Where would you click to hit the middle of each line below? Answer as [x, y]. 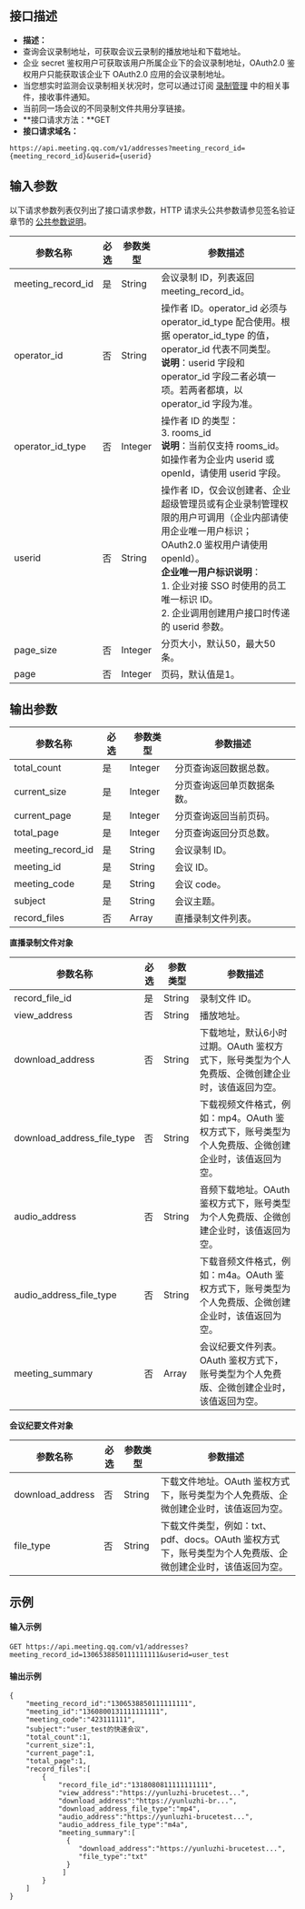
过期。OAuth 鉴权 [237, 1046]
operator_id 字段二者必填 [214, 376]
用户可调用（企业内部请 [229, 517]
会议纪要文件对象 [41, 1426]
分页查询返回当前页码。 [225, 816]
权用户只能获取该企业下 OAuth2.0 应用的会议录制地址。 [126, 74]
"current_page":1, [60, 1753]
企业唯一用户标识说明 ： [211, 571]
